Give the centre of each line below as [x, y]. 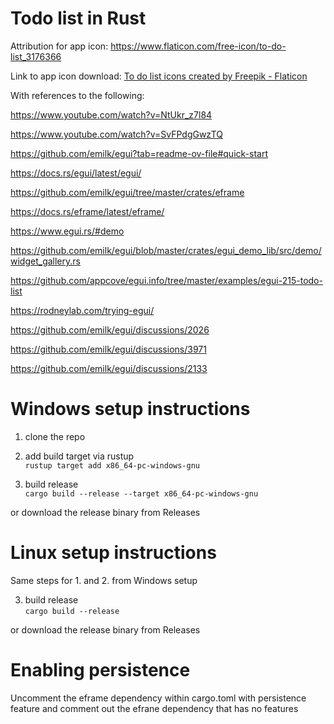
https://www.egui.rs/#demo [67, 231]
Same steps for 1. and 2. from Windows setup [104, 580]
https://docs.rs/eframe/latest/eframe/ [87, 211]
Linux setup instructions [113, 553]
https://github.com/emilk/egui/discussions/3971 [108, 349]
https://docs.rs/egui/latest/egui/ [76, 173]
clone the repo [55, 436]
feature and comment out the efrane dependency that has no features [154, 708]
